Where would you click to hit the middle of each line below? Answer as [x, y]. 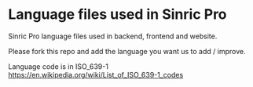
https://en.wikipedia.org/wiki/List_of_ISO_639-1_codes [96, 74]
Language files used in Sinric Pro [117, 14]
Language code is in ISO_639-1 [58, 66]
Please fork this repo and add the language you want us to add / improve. [127, 51]
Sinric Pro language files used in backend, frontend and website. [113, 36]
